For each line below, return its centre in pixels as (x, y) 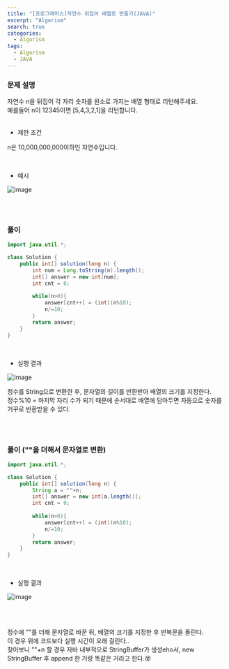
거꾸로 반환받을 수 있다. (39, 409)
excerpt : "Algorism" (37, 20)
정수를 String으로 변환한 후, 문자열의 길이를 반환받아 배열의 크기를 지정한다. (110, 391)
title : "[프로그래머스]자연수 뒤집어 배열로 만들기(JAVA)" (81, 14)
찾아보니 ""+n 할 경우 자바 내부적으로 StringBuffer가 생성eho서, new (101, 649)
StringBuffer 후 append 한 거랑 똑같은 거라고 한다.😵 (79, 659)
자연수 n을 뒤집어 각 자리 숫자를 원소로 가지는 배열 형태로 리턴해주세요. (103, 101)
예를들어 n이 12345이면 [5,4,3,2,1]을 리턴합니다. (72, 110)
